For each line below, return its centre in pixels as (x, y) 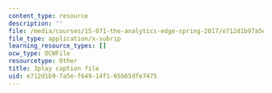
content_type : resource (49, 16)
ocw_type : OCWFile (39, 53)
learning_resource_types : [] (57, 46)
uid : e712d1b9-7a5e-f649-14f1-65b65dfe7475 (83, 76)
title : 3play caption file (54, 69)
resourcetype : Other (43, 61)
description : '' (36, 23)
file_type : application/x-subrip (65, 38)
